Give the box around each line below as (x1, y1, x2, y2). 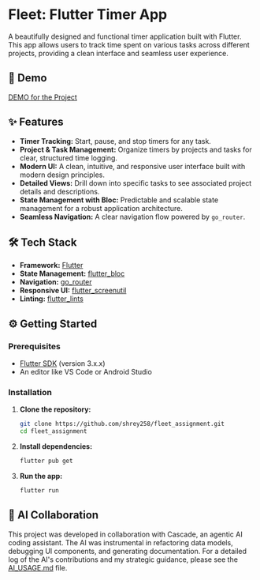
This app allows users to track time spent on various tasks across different (8, 40, 250, 49)
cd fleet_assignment (19, 427, 87, 435)
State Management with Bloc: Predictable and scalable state (19, 195, 219, 205)
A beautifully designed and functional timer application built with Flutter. (8, 32, 242, 41)
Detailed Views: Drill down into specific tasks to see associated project (19, 178, 252, 187)
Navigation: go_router (19, 277, 92, 287)
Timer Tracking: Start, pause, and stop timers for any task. (19, 136, 211, 145)
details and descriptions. (19, 186, 100, 196)
